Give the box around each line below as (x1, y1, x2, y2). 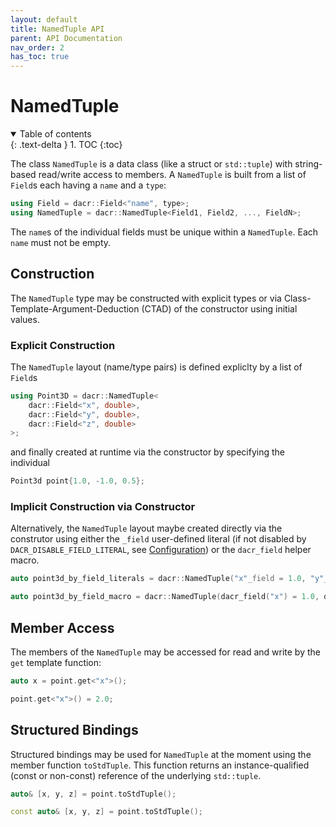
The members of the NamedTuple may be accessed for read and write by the (10, 646, 321, 658)
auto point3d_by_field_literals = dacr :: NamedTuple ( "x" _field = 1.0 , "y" (10, 574, 325, 584)
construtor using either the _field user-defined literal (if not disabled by (10, 533, 307, 545)
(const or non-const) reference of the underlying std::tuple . (10, 769, 262, 781)
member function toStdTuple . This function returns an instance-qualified (10, 759, 310, 771)
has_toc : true (10, 52, 70, 62)
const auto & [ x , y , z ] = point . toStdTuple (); (10, 807, 204, 817)
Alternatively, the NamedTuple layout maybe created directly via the (10, 522, 283, 535)
